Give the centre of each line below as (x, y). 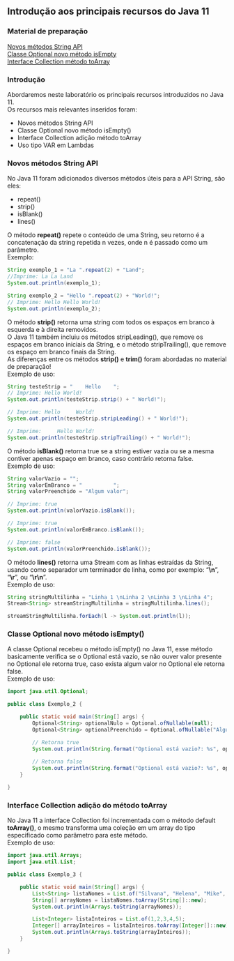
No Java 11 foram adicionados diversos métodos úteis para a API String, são (116, 179)
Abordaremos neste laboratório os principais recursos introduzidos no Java (116, 94)
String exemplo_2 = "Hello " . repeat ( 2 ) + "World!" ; (84, 296)
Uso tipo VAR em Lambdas (55, 145)
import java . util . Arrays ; (45, 856)
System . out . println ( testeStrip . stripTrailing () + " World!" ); (99, 438)
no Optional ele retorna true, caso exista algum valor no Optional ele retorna (116, 664)
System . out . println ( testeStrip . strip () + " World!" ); (87, 400)
